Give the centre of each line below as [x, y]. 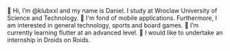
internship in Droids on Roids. [49, 40]
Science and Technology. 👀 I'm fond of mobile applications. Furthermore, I [112, 18]
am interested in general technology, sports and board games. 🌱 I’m [103, 25]
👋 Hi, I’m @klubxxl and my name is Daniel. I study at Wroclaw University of [112, 11]
